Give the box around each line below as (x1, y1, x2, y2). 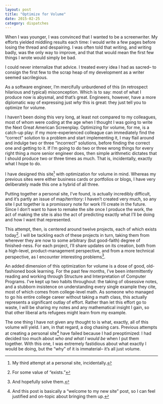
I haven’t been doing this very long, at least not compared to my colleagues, (5, 114, 157, 120)
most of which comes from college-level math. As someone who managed (5, 289, 154, 295)
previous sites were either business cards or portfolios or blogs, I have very (5, 176, 156, 182)
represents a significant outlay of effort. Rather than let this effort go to (5, 299, 147, 305)
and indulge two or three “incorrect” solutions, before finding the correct (5, 140, 150, 146)
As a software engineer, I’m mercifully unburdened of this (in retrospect (5, 84, 148, 90)
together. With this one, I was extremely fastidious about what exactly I (5, 341, 147, 346)
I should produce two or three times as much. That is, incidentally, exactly (5, 155, 153, 161)
